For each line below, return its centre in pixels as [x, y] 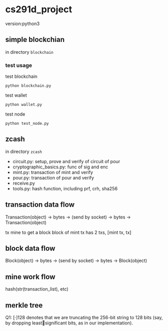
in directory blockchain [29, 52]
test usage [19, 65]
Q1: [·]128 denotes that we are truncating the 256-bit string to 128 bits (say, [84, 318]
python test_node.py [27, 124]
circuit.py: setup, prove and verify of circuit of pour [66, 161]
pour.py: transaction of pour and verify [53, 178]
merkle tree [24, 305]
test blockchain [21, 76]
